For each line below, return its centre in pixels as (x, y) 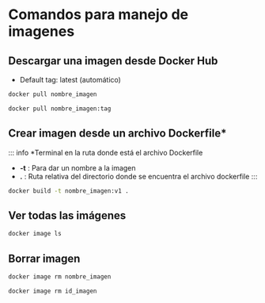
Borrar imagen (44, 258)
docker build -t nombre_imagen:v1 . (68, 191)
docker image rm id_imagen (53, 291)
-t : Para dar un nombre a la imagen (78, 167)
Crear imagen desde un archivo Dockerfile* (117, 134)
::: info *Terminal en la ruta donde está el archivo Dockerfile (106, 152)
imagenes (42, 31)
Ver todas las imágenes (67, 215)
